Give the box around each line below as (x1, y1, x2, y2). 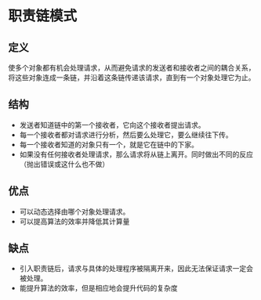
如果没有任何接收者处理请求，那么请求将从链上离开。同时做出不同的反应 (19, 150, 253, 159)
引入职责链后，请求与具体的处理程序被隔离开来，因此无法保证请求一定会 (19, 264, 253, 273)
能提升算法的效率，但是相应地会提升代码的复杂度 (19, 284, 178, 293)
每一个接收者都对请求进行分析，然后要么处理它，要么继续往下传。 (19, 130, 233, 139)
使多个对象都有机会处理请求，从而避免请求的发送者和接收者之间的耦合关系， (8, 63, 256, 72)
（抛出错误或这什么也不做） (19, 159, 110, 168)
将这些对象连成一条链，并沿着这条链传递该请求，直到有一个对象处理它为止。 (8, 73, 256, 82)
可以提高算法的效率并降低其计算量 (19, 216, 130, 226)
